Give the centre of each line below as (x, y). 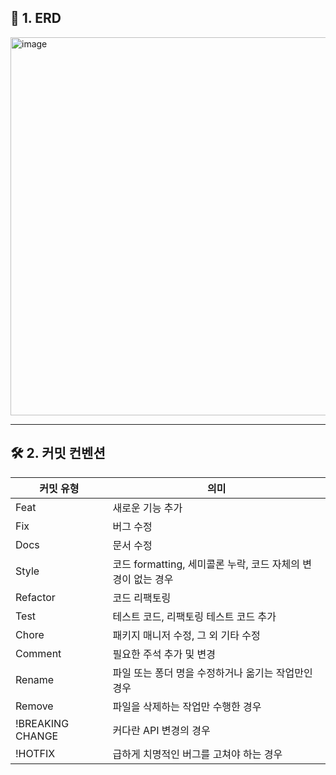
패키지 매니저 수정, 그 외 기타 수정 (186, 635)
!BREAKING (42, 723)
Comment (38, 653)
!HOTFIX (35, 753)
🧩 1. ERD (36, 18)
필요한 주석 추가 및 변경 (164, 654)
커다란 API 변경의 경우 (161, 730)
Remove (34, 706)
